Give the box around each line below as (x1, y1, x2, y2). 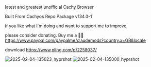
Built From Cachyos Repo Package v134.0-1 (5, 14, 92, 19)
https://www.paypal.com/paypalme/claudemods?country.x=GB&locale (5, 37, 146, 43)
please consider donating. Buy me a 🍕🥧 (5, 33, 84, 38)
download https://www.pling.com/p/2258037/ (5, 47, 97, 52)
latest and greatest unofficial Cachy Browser (5, 4, 94, 10)
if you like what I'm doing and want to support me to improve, (5, 23, 128, 29)
